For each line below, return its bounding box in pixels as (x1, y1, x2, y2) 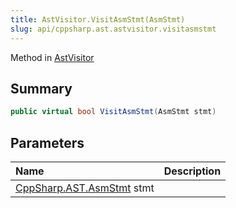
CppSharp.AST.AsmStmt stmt (15, 181, 155, 195)
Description (163, 164, 222, 178)
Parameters (10, 134, 85, 151)
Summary (10, 80, 73, 97)
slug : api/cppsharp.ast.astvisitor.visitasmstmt (10, 24, 217, 34)
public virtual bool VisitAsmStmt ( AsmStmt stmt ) (10, 107, 217, 117)
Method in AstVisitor (10, 51, 95, 63)
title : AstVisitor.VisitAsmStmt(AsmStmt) (10, 14, 186, 25)
